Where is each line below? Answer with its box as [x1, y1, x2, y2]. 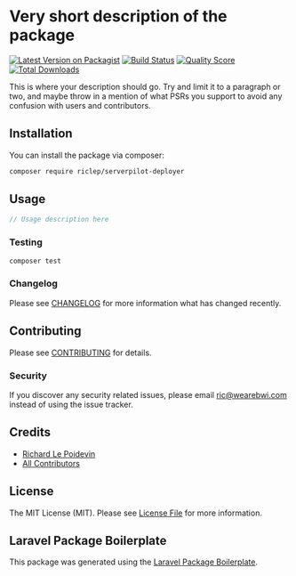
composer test [9, 256, 62, 265]
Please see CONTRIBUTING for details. [9, 347, 153, 358]
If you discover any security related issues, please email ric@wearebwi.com [9, 389, 287, 400]
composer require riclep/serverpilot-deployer [9, 166, 185, 175]
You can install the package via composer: [9, 150, 164, 160]
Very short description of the [9, 6, 228, 27]
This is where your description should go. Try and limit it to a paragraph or [9, 81, 282, 92]
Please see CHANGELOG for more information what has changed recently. [9, 297, 282, 308]
